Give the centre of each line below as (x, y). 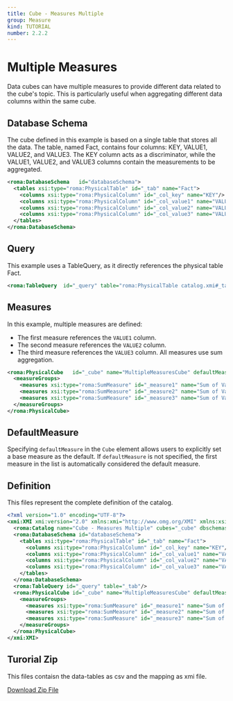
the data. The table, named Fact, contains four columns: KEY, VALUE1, (107, 147)
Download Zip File (33, 690)
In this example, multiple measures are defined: (75, 324)
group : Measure (29, 20)
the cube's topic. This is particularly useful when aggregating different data (115, 94)
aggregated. (25, 169)
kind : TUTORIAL (29, 26)
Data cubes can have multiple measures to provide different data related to (114, 87)
